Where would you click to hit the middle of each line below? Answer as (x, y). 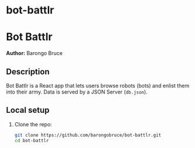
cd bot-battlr (32, 140)
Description (28, 72)
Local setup (28, 110)
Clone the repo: (33, 124)
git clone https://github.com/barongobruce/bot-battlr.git (88, 135)
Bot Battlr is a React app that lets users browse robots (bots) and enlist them (98, 85)
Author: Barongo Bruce (34, 53)
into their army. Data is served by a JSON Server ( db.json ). (77, 92)
